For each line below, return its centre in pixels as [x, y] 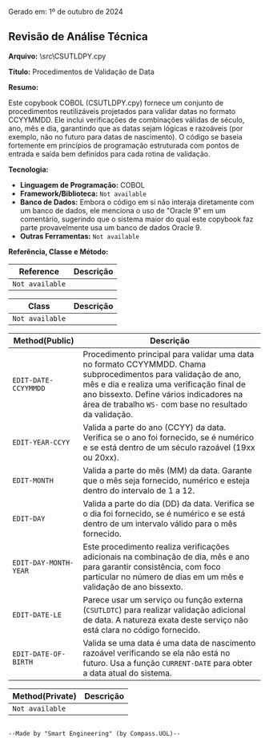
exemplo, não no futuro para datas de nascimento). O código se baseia [125, 136]
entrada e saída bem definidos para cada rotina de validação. [109, 154]
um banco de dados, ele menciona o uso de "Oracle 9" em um [122, 210]
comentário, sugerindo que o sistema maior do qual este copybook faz [137, 219]
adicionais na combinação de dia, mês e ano [166, 557]
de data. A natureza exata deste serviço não [166, 619]
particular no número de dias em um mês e [163, 577]
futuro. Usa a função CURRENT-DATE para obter [168, 663]
